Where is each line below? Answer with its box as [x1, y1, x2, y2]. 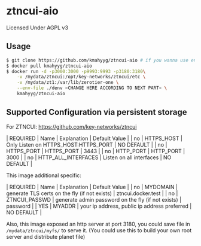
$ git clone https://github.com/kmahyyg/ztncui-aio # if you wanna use [6, 57, 188, 63]
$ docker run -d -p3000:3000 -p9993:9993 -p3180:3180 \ [6, 68, 146, 74]
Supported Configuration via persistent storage [6, 107, 187, 117]
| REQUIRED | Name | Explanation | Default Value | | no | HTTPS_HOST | [6, 135, 182, 142]
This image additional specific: [6, 172, 82, 179]
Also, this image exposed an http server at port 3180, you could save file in [6, 220, 190, 227]
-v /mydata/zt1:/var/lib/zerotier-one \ [17, 80, 119, 86]
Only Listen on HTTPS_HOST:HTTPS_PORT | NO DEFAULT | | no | [6, 141, 167, 148]
